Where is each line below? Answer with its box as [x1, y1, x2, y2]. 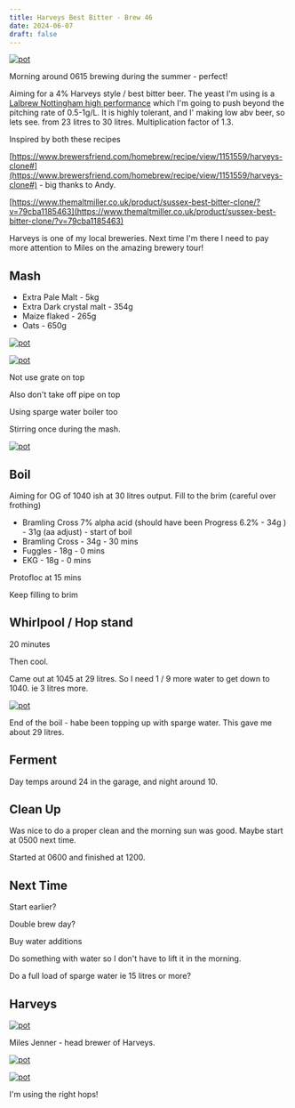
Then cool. [9, 656, 49, 667]
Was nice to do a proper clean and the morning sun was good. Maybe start [9, 825, 283, 837]
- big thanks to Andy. [39, 180, 116, 190]
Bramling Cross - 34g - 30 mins [21, 536, 140, 546]
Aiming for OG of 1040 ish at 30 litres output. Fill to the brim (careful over [9, 490, 276, 501]
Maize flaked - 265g [21, 311, 97, 321]
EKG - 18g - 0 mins [21, 555, 92, 565]
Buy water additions [9, 936, 83, 947]
